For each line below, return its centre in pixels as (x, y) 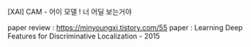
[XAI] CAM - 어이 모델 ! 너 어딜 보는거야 (70, 12)
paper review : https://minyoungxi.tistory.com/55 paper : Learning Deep (125, 27)
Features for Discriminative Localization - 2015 (84, 36)
